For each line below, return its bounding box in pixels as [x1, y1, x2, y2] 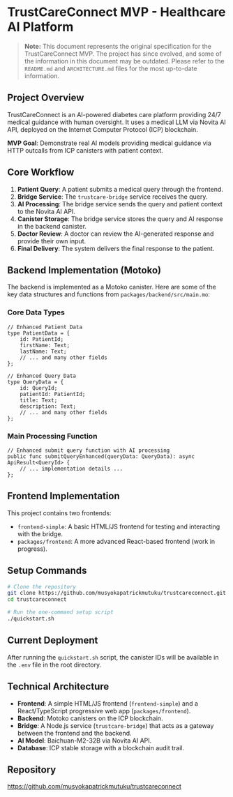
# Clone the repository [7, 583, 77, 590]
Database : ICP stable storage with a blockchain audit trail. [17, 743, 185, 752]
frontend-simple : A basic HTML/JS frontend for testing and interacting [17, 522, 220, 531]
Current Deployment [7, 635, 98, 646]
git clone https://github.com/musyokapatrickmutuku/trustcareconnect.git [7, 590, 227, 597]
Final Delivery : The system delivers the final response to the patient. [17, 244, 215, 252]
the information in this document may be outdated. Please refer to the [24, 56, 225, 65]
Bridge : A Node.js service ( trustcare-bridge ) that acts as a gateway [17, 721, 214, 729]
